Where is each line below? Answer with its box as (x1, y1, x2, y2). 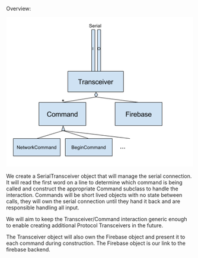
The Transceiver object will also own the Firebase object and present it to (6, 233, 186, 240)
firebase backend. (6, 246, 50, 253)
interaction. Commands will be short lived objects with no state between (6, 191, 183, 198)
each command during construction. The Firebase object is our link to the (6, 240, 186, 247)
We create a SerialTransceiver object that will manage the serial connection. (6, 172, 192, 180)
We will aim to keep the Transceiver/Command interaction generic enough (6, 215, 187, 222)
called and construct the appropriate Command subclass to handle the (6, 185, 179, 192)
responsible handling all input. (6, 204, 79, 211)
